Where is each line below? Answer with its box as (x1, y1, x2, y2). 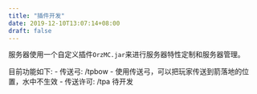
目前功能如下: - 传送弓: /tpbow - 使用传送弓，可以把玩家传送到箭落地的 (8, 67, 243, 76)
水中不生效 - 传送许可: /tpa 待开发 (22, 77, 134, 87)
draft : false (8, 27, 52, 35)
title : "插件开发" (8, 11, 66, 20)
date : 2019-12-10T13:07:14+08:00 (8, 19, 120, 27)
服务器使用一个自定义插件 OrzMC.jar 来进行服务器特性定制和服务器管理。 (8, 50, 245, 59)
